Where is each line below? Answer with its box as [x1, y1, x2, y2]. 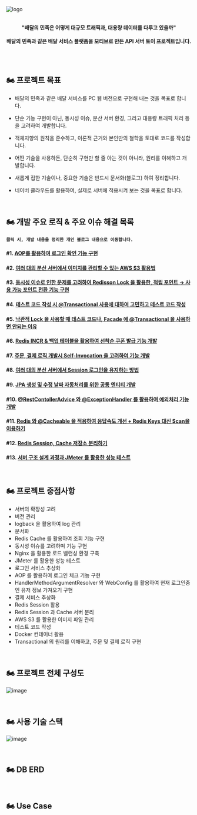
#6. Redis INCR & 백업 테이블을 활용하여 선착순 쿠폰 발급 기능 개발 [6, 337, 158, 344]
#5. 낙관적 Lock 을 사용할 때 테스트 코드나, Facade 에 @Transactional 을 [6, 315, 175, 323]
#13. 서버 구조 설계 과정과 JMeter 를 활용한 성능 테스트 [6, 454, 131, 461]
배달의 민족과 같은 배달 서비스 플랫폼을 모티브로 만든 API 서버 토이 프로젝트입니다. [6, 38, 192, 45]
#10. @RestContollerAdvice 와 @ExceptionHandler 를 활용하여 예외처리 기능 [6, 396, 189, 403]
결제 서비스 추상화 [14, 594, 56, 601]
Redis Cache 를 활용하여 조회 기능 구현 [14, 535, 105, 542]
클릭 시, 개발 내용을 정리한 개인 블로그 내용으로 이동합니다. [6, 237, 133, 243]
